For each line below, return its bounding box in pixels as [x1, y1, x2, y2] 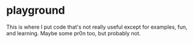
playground [6, 4, 65, 17]
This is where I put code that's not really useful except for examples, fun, [6, 23, 188, 30]
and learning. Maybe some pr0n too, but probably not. [6, 29, 141, 36]
